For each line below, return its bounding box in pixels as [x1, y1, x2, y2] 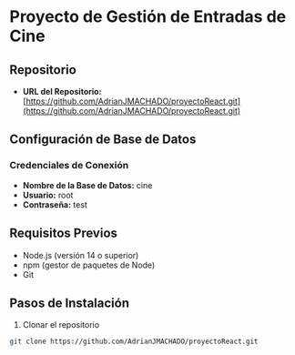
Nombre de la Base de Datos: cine [22, 179, 153, 190]
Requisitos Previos [9, 226, 118, 241]
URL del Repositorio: [22, 86, 102, 96]
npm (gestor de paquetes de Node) [22, 259, 156, 270]
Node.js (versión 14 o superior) [22, 249, 139, 260]
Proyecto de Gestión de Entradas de [9, 6, 287, 27]
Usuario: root [22, 189, 74, 200]
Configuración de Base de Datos [9, 132, 197, 147]
